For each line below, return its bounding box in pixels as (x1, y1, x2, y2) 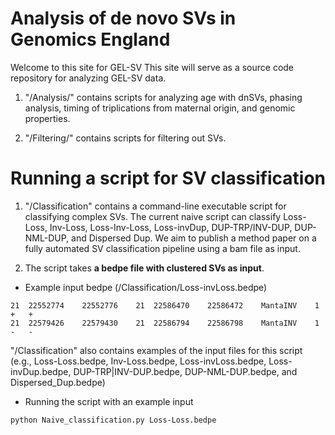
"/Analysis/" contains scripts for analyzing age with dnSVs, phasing (24, 91, 303, 103)
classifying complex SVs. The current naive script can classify (24, 210, 282, 222)
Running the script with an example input (24, 395, 194, 407)
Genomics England (10, 28, 171, 51)
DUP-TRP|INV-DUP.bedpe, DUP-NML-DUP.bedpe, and (73, 365, 298, 377)
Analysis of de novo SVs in (10, 7, 237, 30)
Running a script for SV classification (10, 167, 327, 190)
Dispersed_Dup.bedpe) (10, 376, 106, 388)
